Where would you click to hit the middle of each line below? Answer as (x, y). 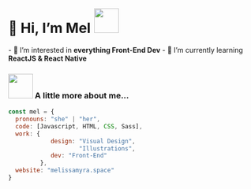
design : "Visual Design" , (93, 141)
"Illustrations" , (107, 148)
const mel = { (32, 112)
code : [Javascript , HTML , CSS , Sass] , (79, 126)
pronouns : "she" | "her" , (58, 119)
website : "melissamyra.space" (65, 170)
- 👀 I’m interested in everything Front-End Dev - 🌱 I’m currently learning (126, 50)
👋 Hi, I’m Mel (49, 28)
